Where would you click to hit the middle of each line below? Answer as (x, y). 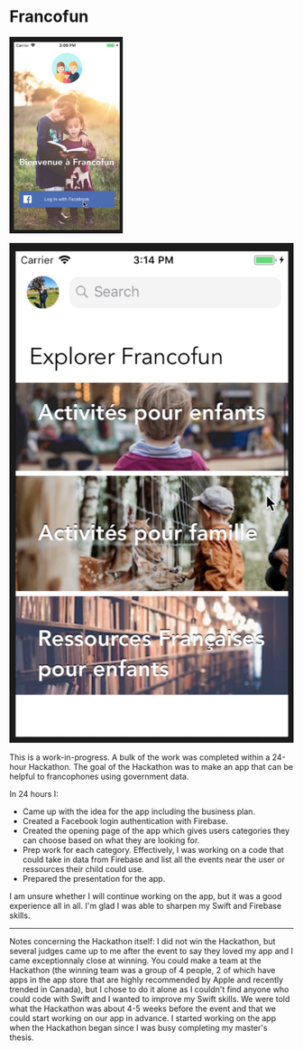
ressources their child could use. (83, 869)
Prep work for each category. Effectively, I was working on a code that (153, 850)
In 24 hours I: (34, 794)
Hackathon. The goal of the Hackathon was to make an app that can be (161, 767)
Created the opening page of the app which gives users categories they (156, 831)
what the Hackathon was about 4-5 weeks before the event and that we (143, 1008)
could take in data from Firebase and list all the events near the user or (154, 859)
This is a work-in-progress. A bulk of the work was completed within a (140, 757)
